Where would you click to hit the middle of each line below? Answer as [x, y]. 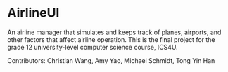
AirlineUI [33, 13]
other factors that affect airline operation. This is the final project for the [112, 39]
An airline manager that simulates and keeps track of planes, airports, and [114, 32]
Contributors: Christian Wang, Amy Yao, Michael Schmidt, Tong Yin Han [111, 60]
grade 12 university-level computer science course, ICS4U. [93, 47]
